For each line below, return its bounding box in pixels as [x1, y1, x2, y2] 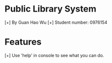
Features [4, 36, 42, 47]
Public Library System [4, 3, 97, 15]
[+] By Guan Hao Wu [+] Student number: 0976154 [4, 19, 108, 25]
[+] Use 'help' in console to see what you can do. [4, 52, 104, 58]
